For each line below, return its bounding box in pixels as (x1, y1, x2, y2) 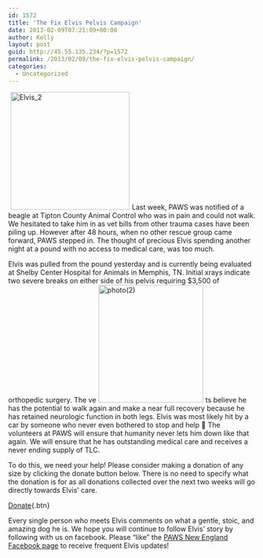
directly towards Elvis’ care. (8, 485, 98, 494)
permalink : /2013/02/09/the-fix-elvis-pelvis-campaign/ (8, 56, 195, 64)
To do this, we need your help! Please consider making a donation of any (8, 460, 244, 469)
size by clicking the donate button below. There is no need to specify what (8, 469, 249, 478)
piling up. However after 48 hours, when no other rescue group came (8, 227, 233, 236)
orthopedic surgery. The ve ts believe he (8, 395, 247, 404)
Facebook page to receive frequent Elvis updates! (8, 541, 170, 550)
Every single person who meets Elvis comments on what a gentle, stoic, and (8, 516, 254, 525)
